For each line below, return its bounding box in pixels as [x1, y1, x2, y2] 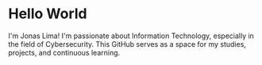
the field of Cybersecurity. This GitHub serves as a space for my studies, [8, 39, 246, 48]
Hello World [8, 5, 87, 23]
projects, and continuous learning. [8, 48, 121, 57]
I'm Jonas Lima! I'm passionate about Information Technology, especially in [8, 31, 254, 40]
